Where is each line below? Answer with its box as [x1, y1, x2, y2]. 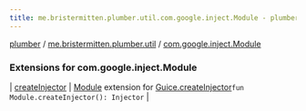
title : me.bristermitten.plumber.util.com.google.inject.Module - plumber [9, 13, 300, 23]
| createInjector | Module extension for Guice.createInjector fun [9, 81, 244, 92]
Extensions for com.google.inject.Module [9, 61, 198, 74]
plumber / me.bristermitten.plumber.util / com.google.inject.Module [9, 38, 261, 49]
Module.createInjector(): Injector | [9, 91, 149, 102]
